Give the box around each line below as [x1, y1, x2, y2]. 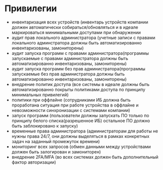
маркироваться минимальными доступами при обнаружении [11, 29, 141, 35]
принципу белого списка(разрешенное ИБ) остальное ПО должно [11, 118, 150, 124]
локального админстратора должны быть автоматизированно [11, 40, 142, 45]
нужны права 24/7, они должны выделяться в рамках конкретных [11, 133, 150, 139]
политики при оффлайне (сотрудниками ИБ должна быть [11, 97, 131, 103]
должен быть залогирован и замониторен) [11, 149, 101, 154]
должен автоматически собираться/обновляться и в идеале [11, 24, 139, 30]
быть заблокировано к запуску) [11, 123, 79, 128]
